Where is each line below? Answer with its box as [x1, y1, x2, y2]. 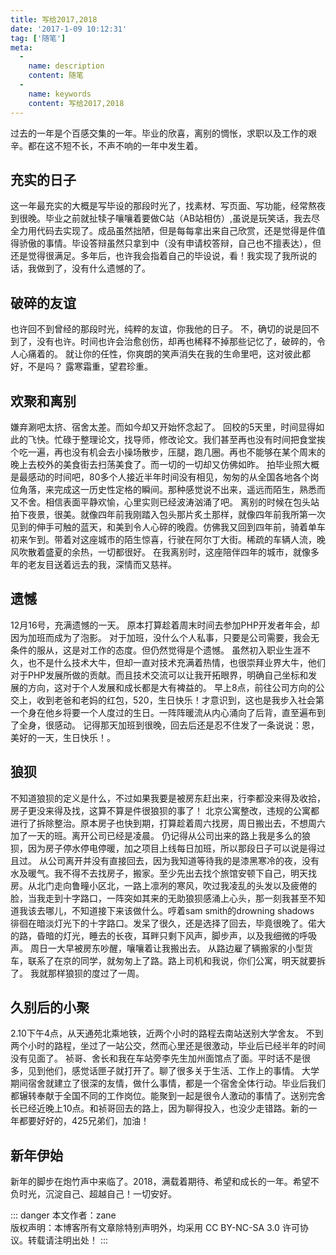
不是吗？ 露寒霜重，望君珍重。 [27, 361, 153, 373]
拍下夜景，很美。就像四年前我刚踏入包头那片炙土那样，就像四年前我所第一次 [10, 508, 326, 520]
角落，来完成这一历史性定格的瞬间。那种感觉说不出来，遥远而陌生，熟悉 [18, 483, 317, 495]
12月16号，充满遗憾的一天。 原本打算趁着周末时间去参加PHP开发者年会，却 [10, 619, 320, 631]
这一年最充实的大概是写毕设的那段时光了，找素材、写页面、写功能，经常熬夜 [10, 200, 326, 212]
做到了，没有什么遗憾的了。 [36, 262, 151, 275]
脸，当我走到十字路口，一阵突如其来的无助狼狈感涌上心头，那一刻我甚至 [10, 892, 308, 904]
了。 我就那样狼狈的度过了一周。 [10, 967, 145, 979]
